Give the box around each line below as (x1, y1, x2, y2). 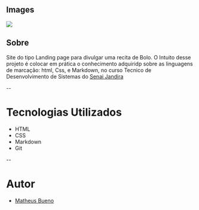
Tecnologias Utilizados (6, 105, 123, 119)
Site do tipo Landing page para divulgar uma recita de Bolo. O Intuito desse (6, 53, 191, 61)
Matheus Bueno (14, 197, 54, 204)
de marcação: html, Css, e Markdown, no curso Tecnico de (6, 66, 152, 74)
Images (6, 5, 35, 15)
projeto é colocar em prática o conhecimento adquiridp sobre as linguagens (6, 60, 193, 67)
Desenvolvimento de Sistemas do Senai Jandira (6, 73, 124, 80)
